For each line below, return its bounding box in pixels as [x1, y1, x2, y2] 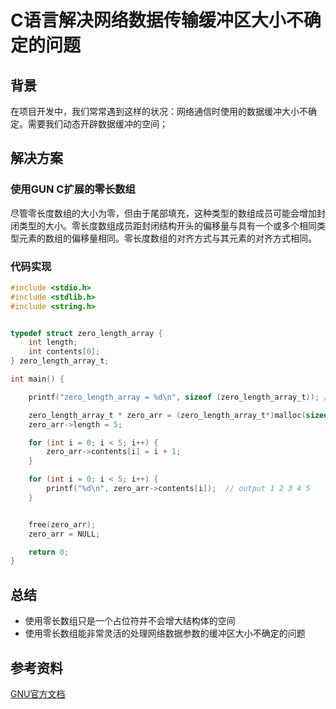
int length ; [28, 337, 78, 348]
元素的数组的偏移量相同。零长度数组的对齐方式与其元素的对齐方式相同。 [18, 232, 317, 244]
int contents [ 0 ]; [28, 347, 101, 357]
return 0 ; [28, 547, 70, 557]
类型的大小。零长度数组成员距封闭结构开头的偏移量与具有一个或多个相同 [18, 219, 317, 231]
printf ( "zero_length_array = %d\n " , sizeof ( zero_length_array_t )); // [28, 392, 333, 402]
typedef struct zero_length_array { [10, 328, 163, 338]
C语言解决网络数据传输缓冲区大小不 [10, 9, 304, 32]
